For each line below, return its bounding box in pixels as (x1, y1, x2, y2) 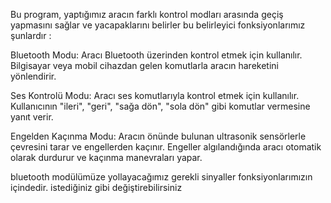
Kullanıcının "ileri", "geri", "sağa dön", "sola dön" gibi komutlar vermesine (10, 100, 311, 112)
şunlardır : (10, 30, 52, 41)
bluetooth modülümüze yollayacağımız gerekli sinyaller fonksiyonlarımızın (10, 171, 313, 183)
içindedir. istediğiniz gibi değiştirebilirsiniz (10, 182, 183, 193)
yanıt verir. (10, 111, 54, 123)
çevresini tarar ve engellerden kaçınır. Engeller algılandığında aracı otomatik (10, 141, 322, 153)
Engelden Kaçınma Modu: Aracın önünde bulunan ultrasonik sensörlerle (10, 130, 307, 142)
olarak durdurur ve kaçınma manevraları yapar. (10, 152, 203, 163)
